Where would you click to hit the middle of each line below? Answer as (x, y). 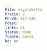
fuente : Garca (19, 37)
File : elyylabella (23, 9)
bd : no (12, 41)
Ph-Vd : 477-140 (20, 18)
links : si (15, 28)
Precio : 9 (15, 14)
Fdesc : (12, 23)
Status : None (18, 32)
